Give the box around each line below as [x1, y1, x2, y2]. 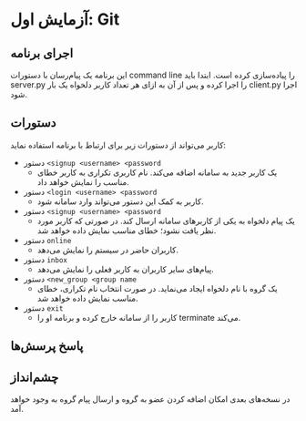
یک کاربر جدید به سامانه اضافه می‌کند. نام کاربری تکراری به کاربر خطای [36, 167, 278, 178]
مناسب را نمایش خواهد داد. [36, 176, 130, 187]
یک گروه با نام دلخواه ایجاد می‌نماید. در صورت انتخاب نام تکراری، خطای [36, 282, 278, 293]
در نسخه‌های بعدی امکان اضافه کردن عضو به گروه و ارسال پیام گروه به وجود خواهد [10, 394, 291, 405]
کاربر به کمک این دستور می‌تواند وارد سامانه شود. [36, 196, 204, 207]
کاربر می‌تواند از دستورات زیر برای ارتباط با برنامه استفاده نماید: [10, 139, 227, 150]
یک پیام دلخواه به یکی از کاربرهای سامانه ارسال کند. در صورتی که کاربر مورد [36, 215, 295, 226]
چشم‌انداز [10, 369, 59, 385]
